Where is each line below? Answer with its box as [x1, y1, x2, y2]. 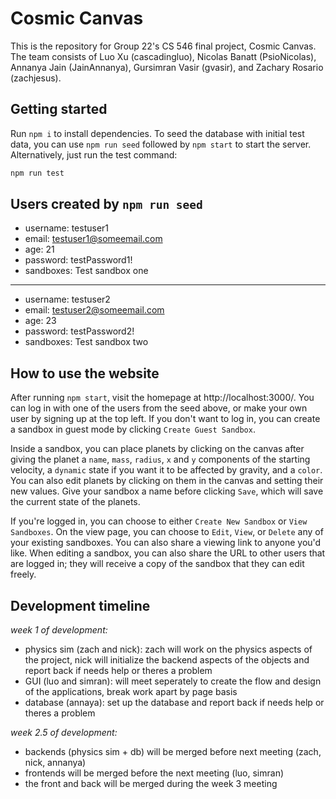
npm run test [10, 168, 65, 178]
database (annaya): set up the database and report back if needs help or [24, 697, 325, 709]
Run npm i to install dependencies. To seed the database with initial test [10, 127, 305, 139]
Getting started [10, 101, 108, 118]
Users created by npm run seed [10, 196, 203, 213]
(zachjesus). [10, 72, 62, 84]
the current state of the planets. [10, 496, 141, 508]
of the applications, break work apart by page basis [24, 686, 238, 698]
